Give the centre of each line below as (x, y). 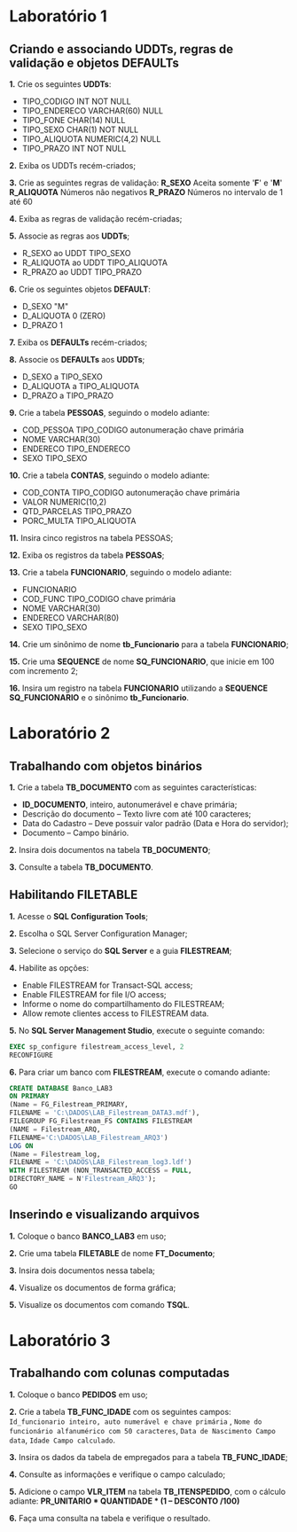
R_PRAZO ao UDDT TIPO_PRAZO (82, 272)
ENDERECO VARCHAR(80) (70, 617)
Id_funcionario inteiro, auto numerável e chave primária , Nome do (136, 1421)
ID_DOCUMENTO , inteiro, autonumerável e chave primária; (129, 805)
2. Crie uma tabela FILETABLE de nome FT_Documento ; (112, 1253)
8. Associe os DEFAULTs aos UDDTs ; (77, 360)
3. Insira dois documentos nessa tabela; (82, 1270)
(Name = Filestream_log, (55, 1154)
